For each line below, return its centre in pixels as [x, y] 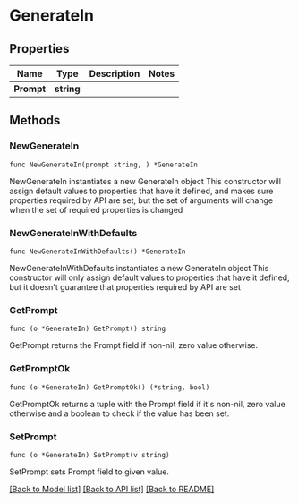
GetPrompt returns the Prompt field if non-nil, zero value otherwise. [134, 345]
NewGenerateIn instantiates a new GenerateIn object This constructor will [145, 181]
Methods [35, 120]
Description [115, 74]
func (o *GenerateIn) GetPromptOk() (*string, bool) [110, 387]
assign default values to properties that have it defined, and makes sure [141, 191]
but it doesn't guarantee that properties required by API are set [125, 286]
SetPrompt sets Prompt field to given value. [89, 472]
